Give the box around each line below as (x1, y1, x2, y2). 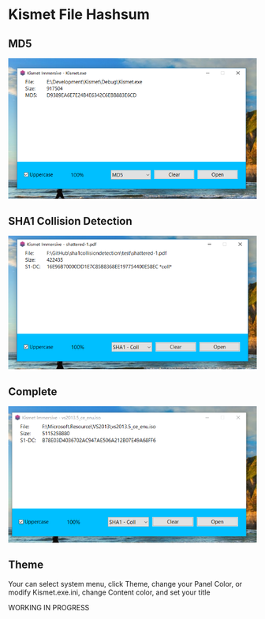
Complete (8, 385, 58, 398)
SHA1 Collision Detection (8, 214, 132, 228)
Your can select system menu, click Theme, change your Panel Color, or (8, 579, 243, 588)
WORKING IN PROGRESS (8, 602, 90, 612)
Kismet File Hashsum (8, 6, 150, 24)
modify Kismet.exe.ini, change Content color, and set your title (8, 587, 211, 597)
